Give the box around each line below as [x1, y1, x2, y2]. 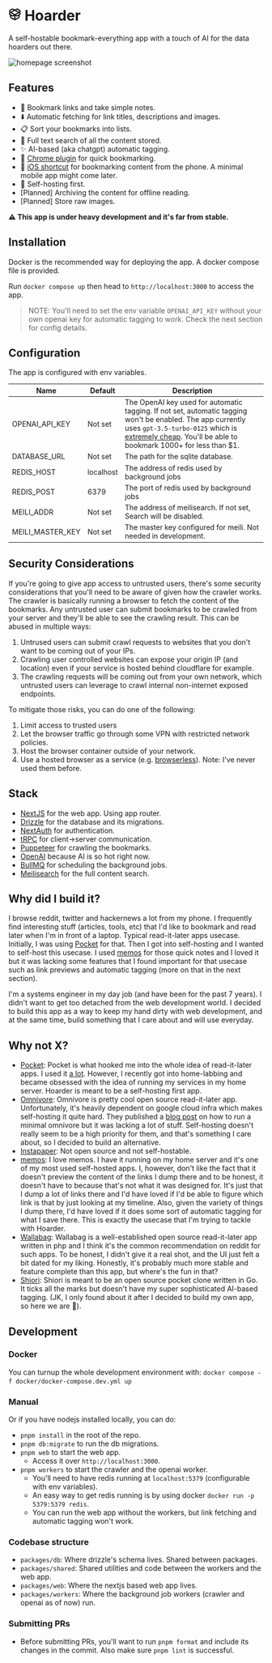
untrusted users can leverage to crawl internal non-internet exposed [19, 680, 249, 690]
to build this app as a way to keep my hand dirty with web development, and [8, 1007, 263, 1017]
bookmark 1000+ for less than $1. [125, 441, 240, 450]
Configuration [8, 346, 81, 360]
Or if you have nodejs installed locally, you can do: [8, 1414, 176, 1424]
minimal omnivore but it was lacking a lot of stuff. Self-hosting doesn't [19, 1120, 254, 1130]
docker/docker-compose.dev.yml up [15, 1377, 132, 1385]
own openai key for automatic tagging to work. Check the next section [28, 314, 263, 324]
